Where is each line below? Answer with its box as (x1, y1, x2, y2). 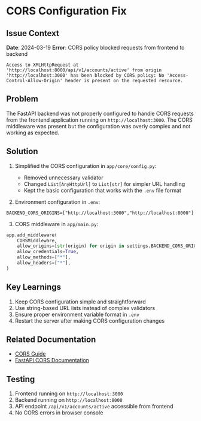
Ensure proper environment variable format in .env (14, 311, 139, 318)
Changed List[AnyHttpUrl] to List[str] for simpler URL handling (23, 180, 185, 187)
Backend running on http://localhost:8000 (14, 396, 123, 404)
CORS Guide (14, 350, 46, 357)
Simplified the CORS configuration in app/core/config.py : (14, 162, 157, 169)
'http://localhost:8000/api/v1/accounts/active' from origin (6, 67, 162, 73)
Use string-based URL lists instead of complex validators (14, 304, 156, 311)
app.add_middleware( (6, 232, 58, 238)
